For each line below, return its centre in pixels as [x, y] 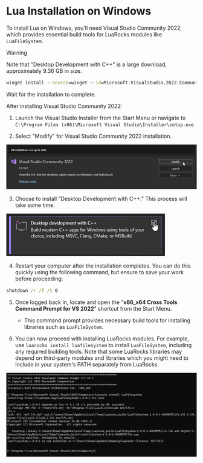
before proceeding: [39, 279]
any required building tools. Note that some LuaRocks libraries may [98, 352]
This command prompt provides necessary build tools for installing [107, 320]
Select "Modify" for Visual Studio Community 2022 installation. [93, 136]
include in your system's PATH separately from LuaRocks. [87, 365]
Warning [17, 52]
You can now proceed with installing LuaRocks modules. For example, [102, 339]
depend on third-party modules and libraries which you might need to [101, 358]
